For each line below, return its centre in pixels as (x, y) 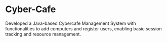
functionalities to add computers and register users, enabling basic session (83, 28)
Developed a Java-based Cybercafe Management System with (71, 23)
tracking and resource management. (43, 34)
